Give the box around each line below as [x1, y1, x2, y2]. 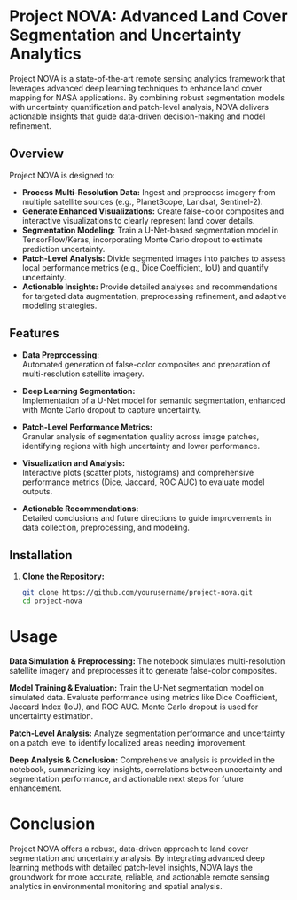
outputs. [21, 486, 53, 496]
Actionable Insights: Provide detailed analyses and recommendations [21, 281, 278, 292]
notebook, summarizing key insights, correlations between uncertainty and [9, 764, 283, 775]
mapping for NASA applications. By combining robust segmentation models [9, 91, 285, 103]
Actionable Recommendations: [21, 503, 139, 514]
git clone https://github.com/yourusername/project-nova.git [21, 588, 254, 597]
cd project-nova [21, 596, 82, 605]
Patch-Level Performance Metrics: [21, 422, 153, 432]
